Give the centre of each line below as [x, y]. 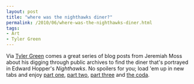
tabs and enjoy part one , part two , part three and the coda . [78, 75]
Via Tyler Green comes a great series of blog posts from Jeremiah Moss [94, 56]
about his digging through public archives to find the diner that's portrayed [97, 62]
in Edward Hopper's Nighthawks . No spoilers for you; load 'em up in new [95, 68]
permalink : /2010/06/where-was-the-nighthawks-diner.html [79, 22]
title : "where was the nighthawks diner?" [59, 17]
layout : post [22, 12]
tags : [13, 28]
